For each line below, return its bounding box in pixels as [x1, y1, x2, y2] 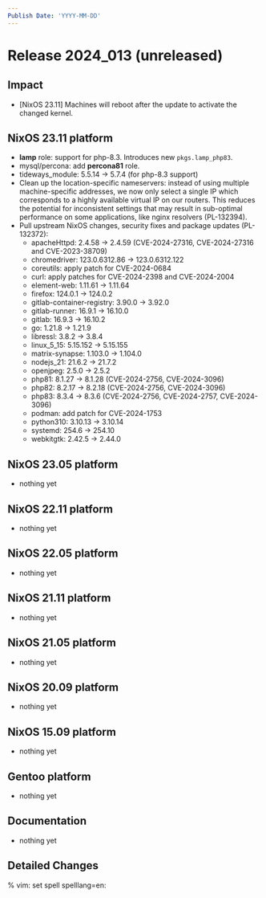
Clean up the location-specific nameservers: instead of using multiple [18, 178, 250, 188]
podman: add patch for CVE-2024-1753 [30, 409, 162, 418]
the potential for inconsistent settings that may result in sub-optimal [18, 204, 243, 214]
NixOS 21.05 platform [7, 636, 117, 650]
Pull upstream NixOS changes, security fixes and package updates [18, 221, 240, 231]
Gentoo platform [7, 769, 91, 783]
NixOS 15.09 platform [7, 725, 117, 739]
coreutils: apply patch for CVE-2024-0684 [30, 263, 171, 273]
